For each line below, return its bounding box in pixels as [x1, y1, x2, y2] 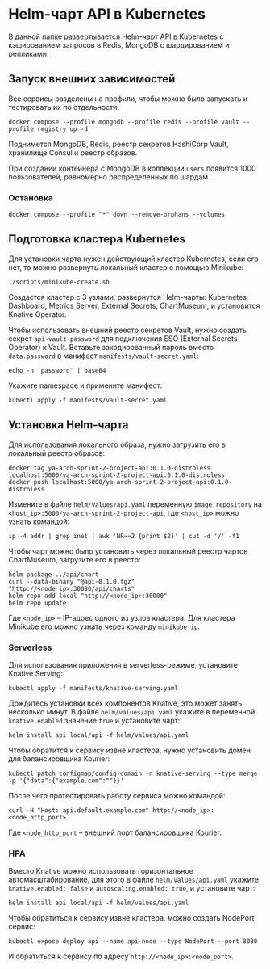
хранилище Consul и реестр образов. [8, 147, 138, 158]
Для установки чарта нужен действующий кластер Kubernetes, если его [8, 254, 260, 263]
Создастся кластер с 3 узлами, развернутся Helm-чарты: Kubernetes [8, 292, 247, 301]
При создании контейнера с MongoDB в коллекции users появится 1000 [8, 163, 256, 173]
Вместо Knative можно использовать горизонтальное [8, 866, 193, 876]
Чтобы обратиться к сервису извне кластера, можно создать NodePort [8, 913, 255, 923]
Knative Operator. [8, 309, 67, 319]
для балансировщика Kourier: [8, 753, 110, 764]
